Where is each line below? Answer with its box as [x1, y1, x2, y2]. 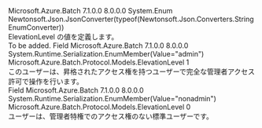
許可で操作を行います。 [8, 77, 84, 86]
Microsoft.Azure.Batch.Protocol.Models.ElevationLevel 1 [8, 57, 190, 67]
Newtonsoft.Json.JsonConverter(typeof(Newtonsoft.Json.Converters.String [8, 14, 254, 24]
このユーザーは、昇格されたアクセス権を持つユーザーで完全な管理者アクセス [8, 67, 256, 76]
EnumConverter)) [8, 23, 65, 32]
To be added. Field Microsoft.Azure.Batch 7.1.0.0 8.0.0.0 [8, 41, 189, 50]
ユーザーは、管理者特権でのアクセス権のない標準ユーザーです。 [8, 112, 214, 121]
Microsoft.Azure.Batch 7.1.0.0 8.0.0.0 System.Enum [8, 6, 173, 15]
